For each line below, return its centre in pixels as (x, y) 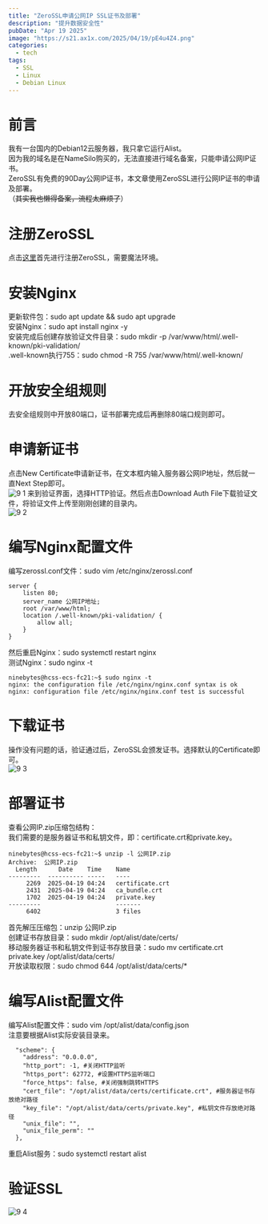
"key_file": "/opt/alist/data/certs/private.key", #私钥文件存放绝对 (136, 1108)
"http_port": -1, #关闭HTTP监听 (74, 1065)
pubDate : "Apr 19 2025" (48, 30)
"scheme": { (36, 1050)
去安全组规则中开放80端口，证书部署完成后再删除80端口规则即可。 (119, 414)
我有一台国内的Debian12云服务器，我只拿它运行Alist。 (97, 148)
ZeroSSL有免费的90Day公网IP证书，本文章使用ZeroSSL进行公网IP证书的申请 (134, 179)
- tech (26, 53)
